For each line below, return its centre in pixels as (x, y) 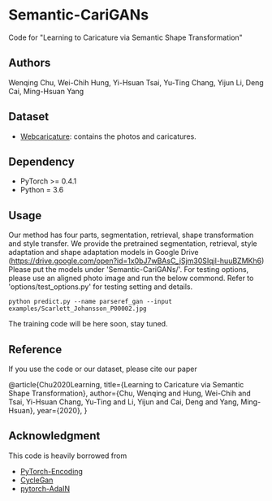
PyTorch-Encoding (52, 471)
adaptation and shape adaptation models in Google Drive (104, 253)
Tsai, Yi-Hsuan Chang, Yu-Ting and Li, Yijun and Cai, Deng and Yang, (124, 402)
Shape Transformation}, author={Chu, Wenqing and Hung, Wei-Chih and (130, 393)
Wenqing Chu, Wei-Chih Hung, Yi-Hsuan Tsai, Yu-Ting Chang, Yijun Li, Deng (136, 82)
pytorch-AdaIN (45, 488)
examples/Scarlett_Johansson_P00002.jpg (78, 309)
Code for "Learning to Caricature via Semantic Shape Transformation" (126, 37)
